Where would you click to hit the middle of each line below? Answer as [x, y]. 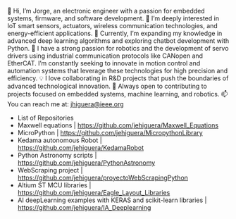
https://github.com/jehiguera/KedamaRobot [81, 148]
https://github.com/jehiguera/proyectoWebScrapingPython [103, 177]
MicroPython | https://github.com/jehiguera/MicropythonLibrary [110, 133]
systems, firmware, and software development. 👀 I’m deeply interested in [113, 18]
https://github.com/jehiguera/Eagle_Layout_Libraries [94, 193]
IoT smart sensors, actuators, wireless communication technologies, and [113, 26]
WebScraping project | [50, 170]
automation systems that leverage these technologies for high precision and [118, 71]
